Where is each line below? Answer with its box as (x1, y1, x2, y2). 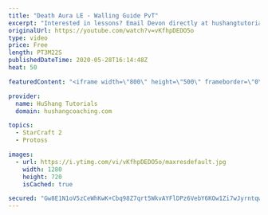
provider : (8, 92, 41, 100)
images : (8, 150, 34, 158)
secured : (8, 194, 37, 203)
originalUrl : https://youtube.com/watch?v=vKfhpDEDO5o (8, 26, 195, 34)
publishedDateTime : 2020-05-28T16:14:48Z (8, 57, 148, 64)
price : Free (8, 41, 48, 49)
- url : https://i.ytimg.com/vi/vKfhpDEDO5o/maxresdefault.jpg (15, 158, 227, 166)
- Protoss (15, 136, 48, 144)
